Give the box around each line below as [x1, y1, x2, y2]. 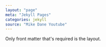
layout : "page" [5, 7, 38, 13]
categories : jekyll [5, 17, 47, 22]
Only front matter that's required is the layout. [5, 36, 101, 42]
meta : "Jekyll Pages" [5, 12, 51, 17]
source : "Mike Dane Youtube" [5, 21, 67, 27]
